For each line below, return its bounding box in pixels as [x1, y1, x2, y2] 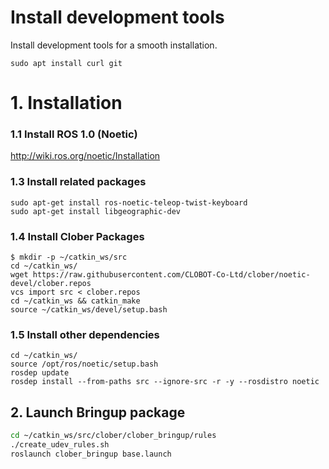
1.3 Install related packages [10, 175, 147, 189]
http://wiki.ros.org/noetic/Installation [10, 150, 161, 162]
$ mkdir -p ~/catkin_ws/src [10, 252, 128, 263]
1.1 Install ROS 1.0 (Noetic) [10, 127, 138, 141]
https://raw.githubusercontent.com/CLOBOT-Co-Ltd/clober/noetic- [32, 270, 311, 280]
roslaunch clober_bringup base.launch [10, 449, 172, 459]
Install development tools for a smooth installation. [10, 39, 218, 51]
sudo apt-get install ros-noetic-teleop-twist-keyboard [10, 197, 248, 208]
